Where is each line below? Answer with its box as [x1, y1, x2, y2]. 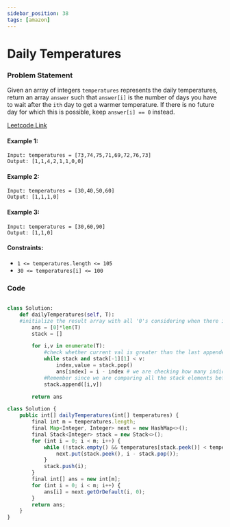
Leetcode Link [7, 121, 48, 129]
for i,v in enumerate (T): [31, 343, 106, 350]
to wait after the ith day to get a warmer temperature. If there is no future [7, 100, 214, 108]
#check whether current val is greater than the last [43, 349, 201, 356]
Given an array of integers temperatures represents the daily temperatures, [7, 86, 218, 94]
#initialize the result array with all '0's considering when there [19, 317, 219, 324]
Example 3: [7, 208, 40, 216]
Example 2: [7, 172, 40, 180]
